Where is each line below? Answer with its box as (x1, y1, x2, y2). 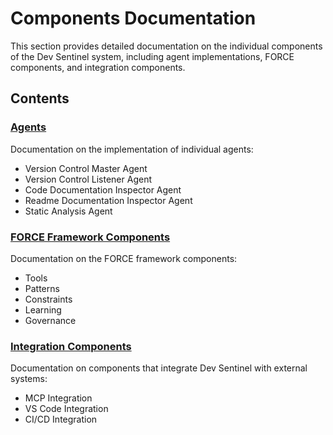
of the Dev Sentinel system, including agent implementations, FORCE (10, 50, 295, 62)
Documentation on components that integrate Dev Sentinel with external (10, 362, 308, 374)
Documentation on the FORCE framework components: (10, 252, 238, 264)
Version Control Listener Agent (24, 173, 152, 185)
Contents (10, 90, 70, 107)
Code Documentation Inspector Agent (24, 183, 182, 196)
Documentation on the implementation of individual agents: (10, 143, 254, 155)
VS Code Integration (24, 403, 109, 415)
